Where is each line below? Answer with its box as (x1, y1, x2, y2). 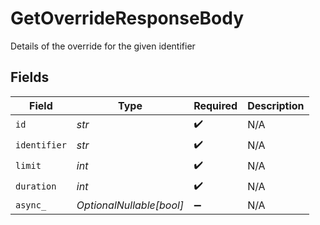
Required (193, 98, 238, 112)
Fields (10, 69, 50, 86)
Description (247, 98, 305, 112)
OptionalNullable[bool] (76, 198, 185, 212)
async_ (15, 199, 47, 211)
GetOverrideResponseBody (10, 7, 245, 30)
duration (15, 181, 57, 192)
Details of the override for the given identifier (10, 40, 196, 52)
